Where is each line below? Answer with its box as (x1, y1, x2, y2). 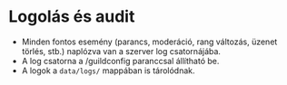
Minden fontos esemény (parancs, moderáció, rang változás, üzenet (21, 36, 278, 47)
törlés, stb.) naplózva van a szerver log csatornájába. (21, 45, 222, 56)
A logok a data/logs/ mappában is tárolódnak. (21, 65, 196, 76)
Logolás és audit (8, 6, 135, 27)
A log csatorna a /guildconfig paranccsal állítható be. (21, 55, 220, 66)
